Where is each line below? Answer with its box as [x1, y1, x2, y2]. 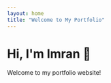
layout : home [7, 10, 44, 17]
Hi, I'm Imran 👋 [7, 46, 91, 62]
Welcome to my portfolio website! [7, 69, 101, 77]
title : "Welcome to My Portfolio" [7, 16, 106, 23]
